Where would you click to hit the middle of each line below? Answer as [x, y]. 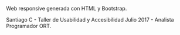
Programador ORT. [29, 26]
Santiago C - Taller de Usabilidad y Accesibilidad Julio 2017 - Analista [90, 20]
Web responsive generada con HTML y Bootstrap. [67, 8]
